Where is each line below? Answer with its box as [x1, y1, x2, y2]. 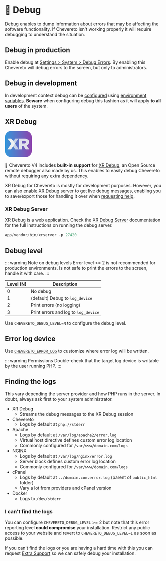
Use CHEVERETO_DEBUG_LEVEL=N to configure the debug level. [5, 320, 127, 326]
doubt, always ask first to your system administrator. [5, 396, 113, 402]
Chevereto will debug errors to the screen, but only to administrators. [5, 64, 147, 70]
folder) [19, 479, 34, 485]
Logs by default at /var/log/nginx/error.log [19, 453, 112, 459]
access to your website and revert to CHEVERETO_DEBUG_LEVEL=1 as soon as [5, 530, 156, 536]
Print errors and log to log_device [30, 309, 100, 315]
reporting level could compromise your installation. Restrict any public [5, 524, 150, 530]
